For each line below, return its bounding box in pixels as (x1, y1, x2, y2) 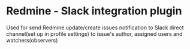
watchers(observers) (6, 36, 58, 44)
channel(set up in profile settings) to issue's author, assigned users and (6, 30, 183, 37)
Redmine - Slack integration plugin (6, 4, 182, 18)
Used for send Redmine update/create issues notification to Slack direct (6, 24, 184, 31)
